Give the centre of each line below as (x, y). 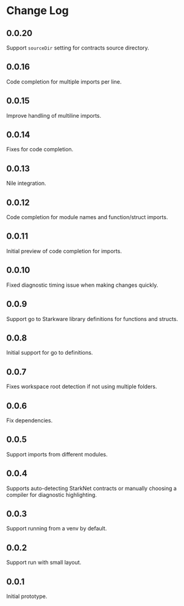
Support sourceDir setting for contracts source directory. (78, 48)
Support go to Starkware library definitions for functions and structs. (92, 319)
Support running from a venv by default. (57, 528)
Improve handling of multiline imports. (54, 115)
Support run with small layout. (44, 563)
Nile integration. (27, 183)
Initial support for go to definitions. (50, 353)
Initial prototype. (27, 596)
